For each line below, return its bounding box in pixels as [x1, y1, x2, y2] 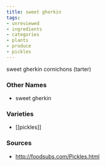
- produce [6, 43, 32, 49]
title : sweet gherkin [6, 9, 62, 15]
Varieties [6, 109, 34, 118]
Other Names [6, 81, 47, 89]
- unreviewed [6, 20, 40, 26]
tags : [6, 15, 20, 21]
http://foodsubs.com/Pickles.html [15, 153, 100, 160]
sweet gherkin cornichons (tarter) [6, 65, 92, 73]
